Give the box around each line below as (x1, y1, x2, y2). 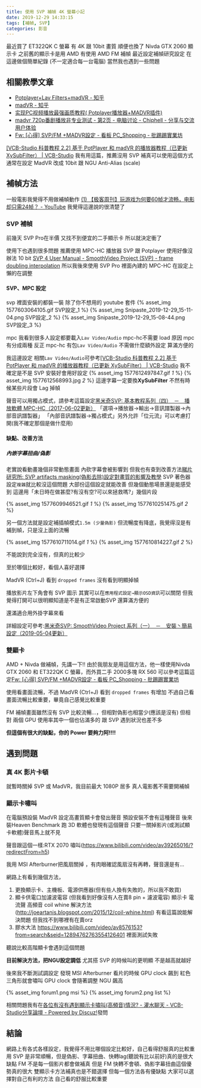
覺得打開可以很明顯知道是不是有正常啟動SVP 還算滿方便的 (6, 597, 150, 604)
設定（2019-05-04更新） (6, 630, 68, 637)
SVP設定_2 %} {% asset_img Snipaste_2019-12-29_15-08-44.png (25, 314, 185, 321)
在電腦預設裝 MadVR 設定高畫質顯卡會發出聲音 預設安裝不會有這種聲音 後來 (6, 814, 193, 821)
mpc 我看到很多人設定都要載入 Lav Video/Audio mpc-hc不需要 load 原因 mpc (6, 334, 194, 341)
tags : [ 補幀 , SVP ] (6, 20, 50, 26)
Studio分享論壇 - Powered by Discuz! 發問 (6, 1009, 108, 1016)
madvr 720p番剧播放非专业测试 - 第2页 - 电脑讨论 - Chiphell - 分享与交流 (14, 116, 194, 124)
